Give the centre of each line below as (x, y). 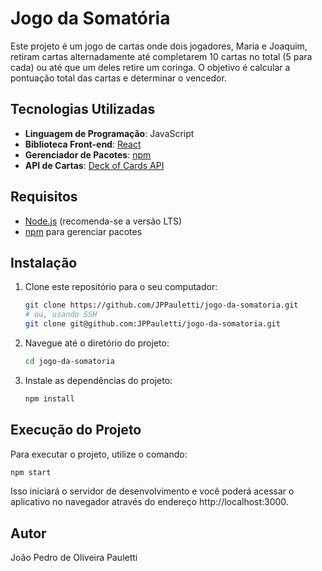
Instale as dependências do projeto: (98, 380)
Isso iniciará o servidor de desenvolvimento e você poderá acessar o (152, 491)
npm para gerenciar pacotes (83, 231)
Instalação (44, 262)
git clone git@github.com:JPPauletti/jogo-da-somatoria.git (152, 324)
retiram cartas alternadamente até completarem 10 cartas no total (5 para (161, 56)
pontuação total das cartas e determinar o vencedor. (118, 78)
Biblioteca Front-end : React (83, 144)
